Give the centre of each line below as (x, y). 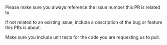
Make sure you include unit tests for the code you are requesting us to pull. (83, 37)
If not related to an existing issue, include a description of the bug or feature (84, 22)
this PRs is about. (23, 27)
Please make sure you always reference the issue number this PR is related (83, 7)
